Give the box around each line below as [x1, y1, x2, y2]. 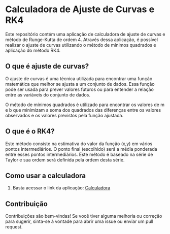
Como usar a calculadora [5, 171, 86, 180]
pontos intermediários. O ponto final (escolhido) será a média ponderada [5, 146, 157, 152]
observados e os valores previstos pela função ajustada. [5, 112, 123, 118]
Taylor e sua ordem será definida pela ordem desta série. [5, 156, 125, 163]
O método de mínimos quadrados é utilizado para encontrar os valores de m [5, 102, 165, 108]
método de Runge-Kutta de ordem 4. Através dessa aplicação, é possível [5, 37, 158, 43]
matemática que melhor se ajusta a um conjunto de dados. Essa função [5, 81, 155, 87]
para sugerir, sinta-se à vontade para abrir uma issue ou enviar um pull [5, 218, 154, 224]
